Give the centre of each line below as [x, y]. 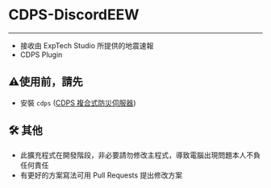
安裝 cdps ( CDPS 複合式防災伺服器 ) [78, 103]
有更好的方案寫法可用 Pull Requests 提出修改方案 [101, 175]
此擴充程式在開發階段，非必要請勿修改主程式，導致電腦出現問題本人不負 [140, 155]
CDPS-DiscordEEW [74, 15]
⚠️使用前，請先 [46, 82]
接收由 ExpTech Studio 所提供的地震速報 [87, 45]
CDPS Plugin [41, 55]
